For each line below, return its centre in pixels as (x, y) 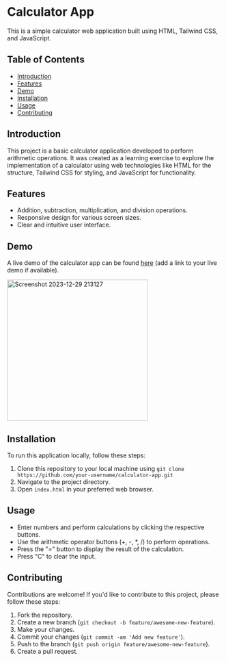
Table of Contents (46, 60)
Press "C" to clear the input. (56, 556)
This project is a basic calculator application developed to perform (100, 151)
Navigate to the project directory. (63, 482)
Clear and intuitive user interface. (64, 225)
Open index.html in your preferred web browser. (85, 489)
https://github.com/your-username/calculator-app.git (95, 475)
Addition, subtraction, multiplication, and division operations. (102, 210)
